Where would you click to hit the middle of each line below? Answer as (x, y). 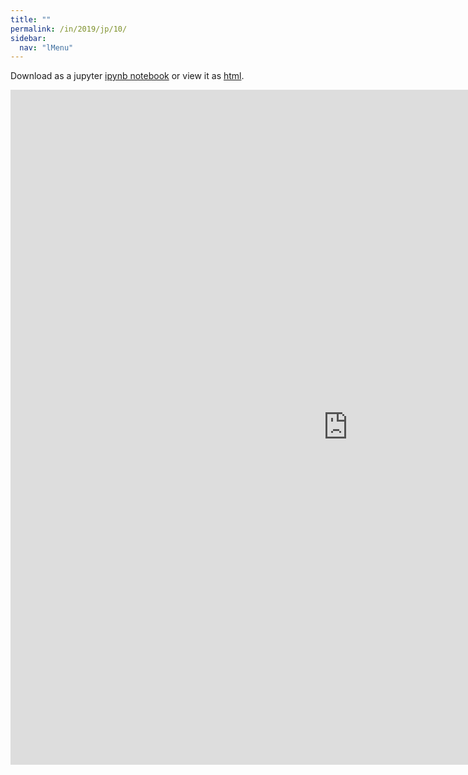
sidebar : (28, 38)
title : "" (31, 19)
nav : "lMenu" (46, 47)
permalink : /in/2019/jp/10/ (69, 29)
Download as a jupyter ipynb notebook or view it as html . (127, 76)
